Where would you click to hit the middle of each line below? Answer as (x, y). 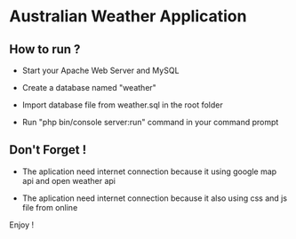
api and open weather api (68, 180)
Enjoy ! (22, 225)
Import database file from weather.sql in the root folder (123, 105)
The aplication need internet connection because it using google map (149, 171)
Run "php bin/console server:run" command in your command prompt (150, 122)
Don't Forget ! (48, 150)
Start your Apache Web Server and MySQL (100, 70)
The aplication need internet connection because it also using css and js (154, 198)
